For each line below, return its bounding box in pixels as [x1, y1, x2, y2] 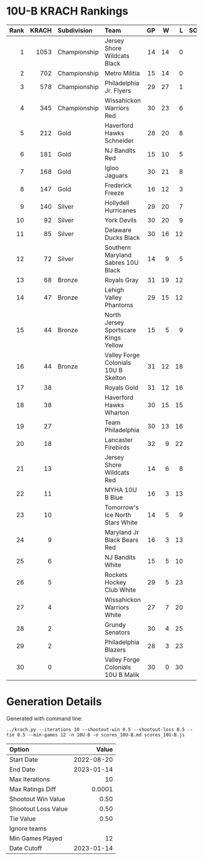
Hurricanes [105, 206, 137, 215]
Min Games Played [9, 834, 62, 842]
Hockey [105, 578, 127, 586]
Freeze [105, 188, 124, 197]
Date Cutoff [9, 844, 42, 852]
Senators [105, 628, 130, 636]
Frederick [105, 181, 132, 189]
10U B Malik [105, 670, 140, 679]
